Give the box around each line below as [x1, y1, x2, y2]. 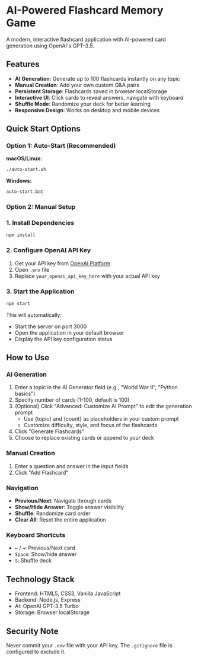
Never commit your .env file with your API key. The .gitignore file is [6, 641, 173, 649]
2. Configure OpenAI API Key [6, 246, 91, 255]
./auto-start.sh [6, 167, 46, 173]
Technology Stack [6, 574, 75, 584]
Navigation [6, 484, 39, 492]
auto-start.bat [6, 189, 44, 195]
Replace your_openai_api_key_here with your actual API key [14, 272, 160, 279]
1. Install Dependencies [6, 219, 75, 227]
